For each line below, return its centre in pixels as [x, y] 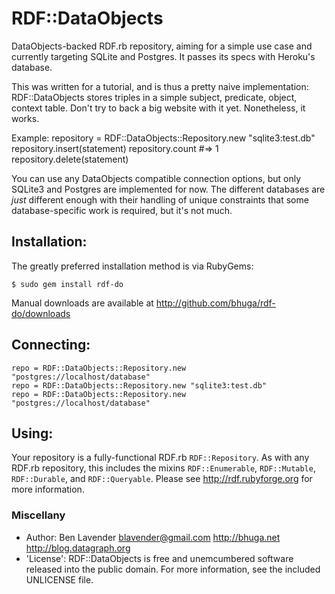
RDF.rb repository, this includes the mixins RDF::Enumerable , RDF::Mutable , [163, 468]
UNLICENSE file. [59, 579]
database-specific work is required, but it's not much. [122, 210]
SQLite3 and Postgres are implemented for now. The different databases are [168, 189]
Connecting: [51, 345]
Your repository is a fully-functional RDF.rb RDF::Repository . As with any [160, 458]
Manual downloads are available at [82, 303]
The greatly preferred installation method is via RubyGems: [132, 266]
